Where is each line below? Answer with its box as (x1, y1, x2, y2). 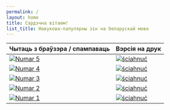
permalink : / (6, 8, 39, 15)
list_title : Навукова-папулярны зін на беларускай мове (6, 25, 149, 32)
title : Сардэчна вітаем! (6, 20, 68, 26)
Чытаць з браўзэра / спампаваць (9, 44, 110, 53)
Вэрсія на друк (115, 44, 161, 53)
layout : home (6, 14, 39, 20)
